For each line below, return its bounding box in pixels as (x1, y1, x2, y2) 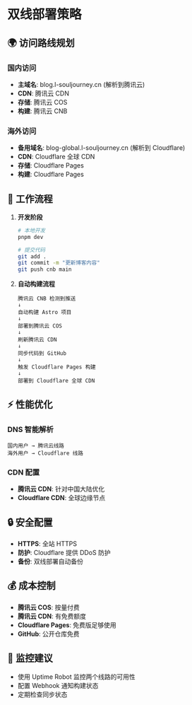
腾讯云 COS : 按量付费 (17, 602, 80, 612)
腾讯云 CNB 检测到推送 (17, 295, 76, 303)
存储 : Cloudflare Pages (17, 161, 85, 170)
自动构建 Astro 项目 (17, 309, 72, 316)
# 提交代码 (17, 246, 46, 253)
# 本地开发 (17, 227, 46, 234)
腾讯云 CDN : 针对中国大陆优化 (17, 485, 105, 494)
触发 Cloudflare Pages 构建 (17, 363, 97, 371)
